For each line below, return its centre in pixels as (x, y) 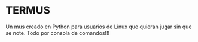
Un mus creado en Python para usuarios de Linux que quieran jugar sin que (99, 27)
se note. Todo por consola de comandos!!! (58, 33)
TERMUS (28, 10)
